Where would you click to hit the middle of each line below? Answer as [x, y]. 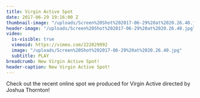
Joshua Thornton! [28, 90]
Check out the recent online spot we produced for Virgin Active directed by [98, 84]
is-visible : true [33, 39]
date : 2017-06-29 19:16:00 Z [42, 17]
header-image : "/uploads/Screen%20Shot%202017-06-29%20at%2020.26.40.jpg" [101, 28]
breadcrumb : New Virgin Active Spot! [53, 61]
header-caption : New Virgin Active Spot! [58, 67]
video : [14, 34]
